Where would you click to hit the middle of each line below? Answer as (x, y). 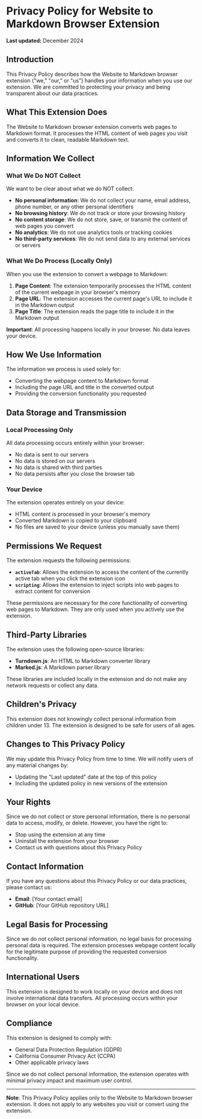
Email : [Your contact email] (49, 899)
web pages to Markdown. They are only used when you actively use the (95, 609)
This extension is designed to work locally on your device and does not (94, 991)
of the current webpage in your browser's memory (78, 292)
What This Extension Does (57, 112)
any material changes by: (38, 765)
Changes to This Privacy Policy (66, 744)
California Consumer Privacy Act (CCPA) (65, 1056)
